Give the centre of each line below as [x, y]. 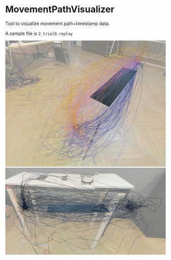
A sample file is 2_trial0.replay [39, 33]
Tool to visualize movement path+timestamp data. [58, 23]
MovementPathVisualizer [60, 9]
